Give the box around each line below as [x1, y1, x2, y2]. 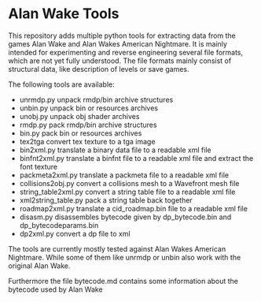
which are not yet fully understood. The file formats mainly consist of [8, 56, 232, 65]
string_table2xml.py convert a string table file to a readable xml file [19, 187, 236, 196]
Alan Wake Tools [8, 5, 119, 23]
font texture [19, 162, 58, 171]
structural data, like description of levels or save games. [8, 64, 189, 73]
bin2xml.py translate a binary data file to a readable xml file [19, 145, 211, 155]
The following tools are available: [8, 80, 116, 89]
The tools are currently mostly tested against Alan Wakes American [8, 244, 226, 253]
